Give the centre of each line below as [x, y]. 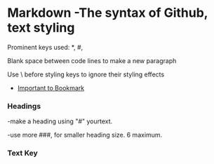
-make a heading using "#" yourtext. [60, 121]
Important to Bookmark [51, 88]
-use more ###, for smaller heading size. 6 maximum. [85, 135]
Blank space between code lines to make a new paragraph [92, 60]
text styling [41, 28]
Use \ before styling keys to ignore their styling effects [86, 74]
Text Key [23, 153]
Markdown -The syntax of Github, [108, 13]
